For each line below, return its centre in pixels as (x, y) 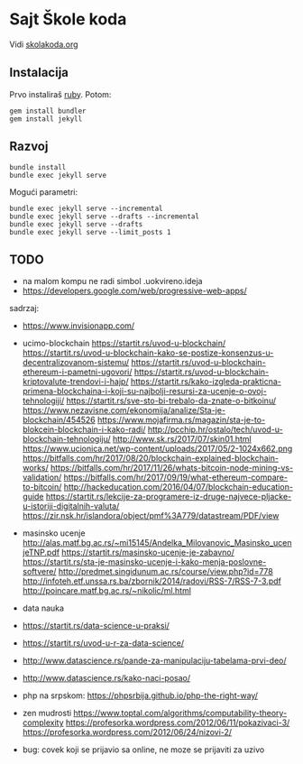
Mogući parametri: (44, 192)
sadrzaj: (24, 308)
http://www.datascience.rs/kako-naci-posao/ (106, 678)
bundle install (38, 167)
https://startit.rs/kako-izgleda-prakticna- (206, 382)
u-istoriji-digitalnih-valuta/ (71, 506)
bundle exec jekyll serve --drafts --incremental (105, 216)
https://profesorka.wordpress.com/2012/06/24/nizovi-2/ (127, 732)
